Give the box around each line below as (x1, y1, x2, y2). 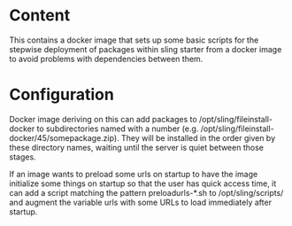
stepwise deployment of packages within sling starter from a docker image (9, 43, 282, 54)
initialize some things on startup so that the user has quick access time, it (9, 178, 277, 189)
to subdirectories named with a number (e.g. (36, 123, 199, 134)
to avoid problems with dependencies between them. (9, 53, 204, 64)
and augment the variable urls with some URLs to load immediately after (9, 197, 273, 207)
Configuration (9, 85, 115, 105)
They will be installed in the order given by (120, 132, 276, 143)
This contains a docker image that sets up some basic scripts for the (9, 35, 259, 45)
